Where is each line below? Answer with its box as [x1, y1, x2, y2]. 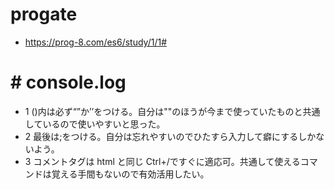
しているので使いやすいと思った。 [24, 118, 166, 130]
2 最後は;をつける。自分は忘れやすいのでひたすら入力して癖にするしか [24, 130, 317, 142]
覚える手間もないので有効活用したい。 [51, 168, 210, 180]
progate [10, 3, 78, 26]
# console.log [10, 71, 127, 94]
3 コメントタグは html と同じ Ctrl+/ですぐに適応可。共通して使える [24, 155, 301, 167]
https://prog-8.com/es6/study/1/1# [24, 36, 168, 48]
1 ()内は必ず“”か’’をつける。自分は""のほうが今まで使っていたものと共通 [24, 105, 321, 117]
